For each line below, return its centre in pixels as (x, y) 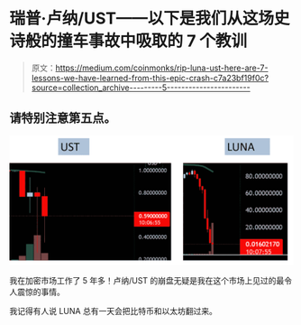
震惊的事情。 (41, 292)
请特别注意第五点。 (63, 118)
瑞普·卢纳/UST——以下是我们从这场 (142, 19)
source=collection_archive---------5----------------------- (141, 88)
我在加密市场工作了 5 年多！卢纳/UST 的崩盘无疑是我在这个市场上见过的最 (147, 280)
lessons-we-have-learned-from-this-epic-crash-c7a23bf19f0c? (150, 78)
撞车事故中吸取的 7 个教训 (152, 41)
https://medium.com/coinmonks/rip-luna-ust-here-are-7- (162, 68)
